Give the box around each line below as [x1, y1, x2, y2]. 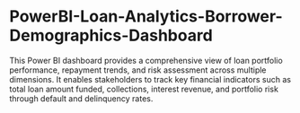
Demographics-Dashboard [9, 25, 213, 46]
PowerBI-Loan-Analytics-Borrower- [9, 6, 283, 27]
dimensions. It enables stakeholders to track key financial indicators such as [9, 74, 292, 84]
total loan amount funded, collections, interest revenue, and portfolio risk [9, 83, 278, 94]
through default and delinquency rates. [9, 92, 154, 104]
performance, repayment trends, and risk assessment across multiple [9, 65, 267, 75]
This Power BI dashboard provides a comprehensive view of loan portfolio [9, 55, 283, 65]
